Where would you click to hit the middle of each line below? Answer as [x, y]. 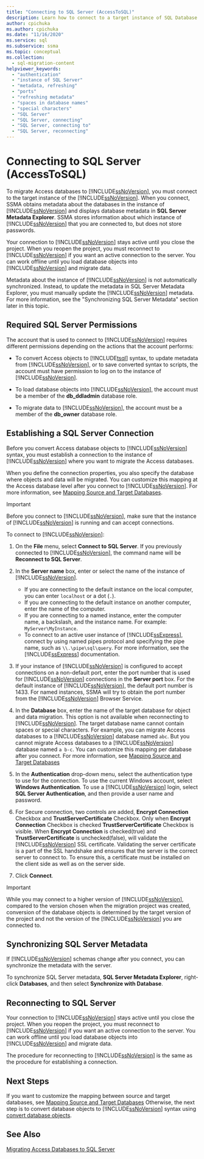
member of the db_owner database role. [66, 414]
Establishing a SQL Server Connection [80, 433]
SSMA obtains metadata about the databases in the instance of [86, 204]
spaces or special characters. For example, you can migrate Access [100, 730]
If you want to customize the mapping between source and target [88, 1096]
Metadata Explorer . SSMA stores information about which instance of [94, 217]
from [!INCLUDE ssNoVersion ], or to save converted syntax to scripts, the [106, 365]
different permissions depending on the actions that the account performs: [100, 346]
